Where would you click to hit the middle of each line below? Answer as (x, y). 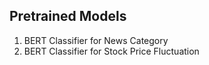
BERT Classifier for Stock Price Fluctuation (111, 51)
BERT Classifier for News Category (96, 40)
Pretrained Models (68, 16)
